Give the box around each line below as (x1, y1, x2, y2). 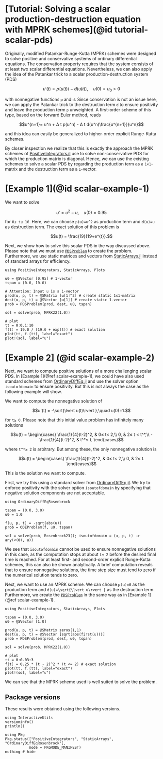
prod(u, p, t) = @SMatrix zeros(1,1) (5, 628, 81, 633)
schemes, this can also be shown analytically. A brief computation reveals (5, 562, 153, 568)
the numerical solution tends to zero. (5, 572, 79, 578)
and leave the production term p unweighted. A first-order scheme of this (5, 107, 151, 112)
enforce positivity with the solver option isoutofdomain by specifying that (5, 485, 151, 491)
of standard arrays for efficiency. (5, 258, 71, 264)
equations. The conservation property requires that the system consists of (5, 61, 154, 67)
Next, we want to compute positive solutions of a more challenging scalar (5, 368, 152, 374)
